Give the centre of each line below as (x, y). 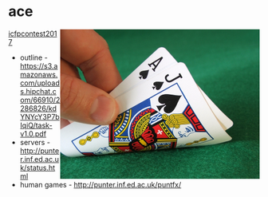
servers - (35, 142)
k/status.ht (37, 167)
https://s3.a (39, 65)
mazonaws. (39, 74)
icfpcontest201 (33, 33)
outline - (33, 57)
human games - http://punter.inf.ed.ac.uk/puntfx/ (100, 184)
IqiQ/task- (36, 125)
